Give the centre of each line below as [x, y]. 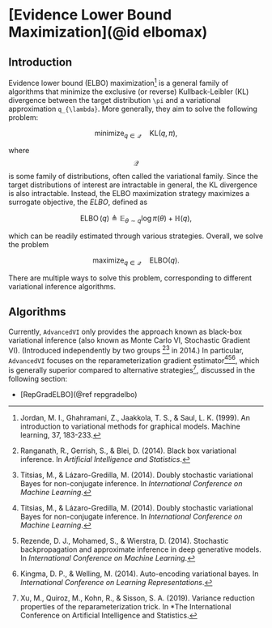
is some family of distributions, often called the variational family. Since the [134, 177]
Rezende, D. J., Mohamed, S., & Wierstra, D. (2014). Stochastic [124, 540]
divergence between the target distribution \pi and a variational [115, 100]
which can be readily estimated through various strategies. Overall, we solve [136, 236]
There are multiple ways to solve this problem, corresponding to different [130, 278]
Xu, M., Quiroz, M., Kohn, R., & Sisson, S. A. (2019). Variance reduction [137, 598]
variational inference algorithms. [62, 287]
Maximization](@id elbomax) [108, 32]
